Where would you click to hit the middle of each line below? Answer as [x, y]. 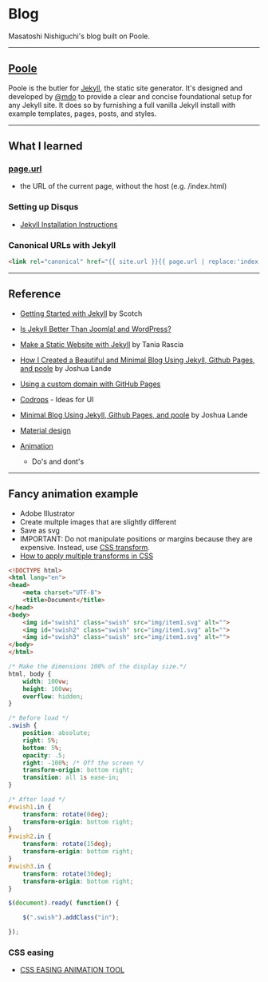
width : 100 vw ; [46, 681]
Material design [45, 430]
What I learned [45, 146]
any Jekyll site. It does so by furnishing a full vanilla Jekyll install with [122, 105]
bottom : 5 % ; [42, 748]
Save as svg [39, 530]
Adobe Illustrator [47, 513]
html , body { [30, 674]
